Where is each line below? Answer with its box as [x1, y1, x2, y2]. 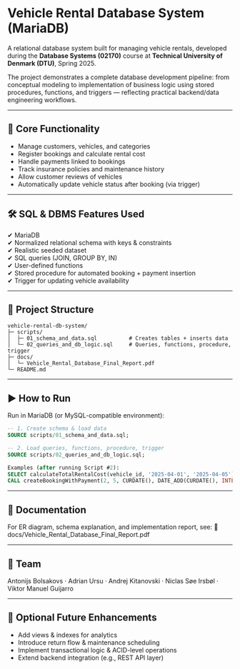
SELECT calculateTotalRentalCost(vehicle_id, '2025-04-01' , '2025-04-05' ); [7, 471, 238, 478]
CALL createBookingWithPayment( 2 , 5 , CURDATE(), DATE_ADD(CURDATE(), [7, 477, 219, 485]
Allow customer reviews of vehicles [17, 172, 123, 181]
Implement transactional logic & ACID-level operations [17, 645, 177, 654]
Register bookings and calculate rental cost [17, 149, 146, 158]
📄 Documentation [7, 503, 87, 515]
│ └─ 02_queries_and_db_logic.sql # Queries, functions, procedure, [7, 341, 232, 348]
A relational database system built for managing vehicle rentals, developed [7, 44, 227, 52]
